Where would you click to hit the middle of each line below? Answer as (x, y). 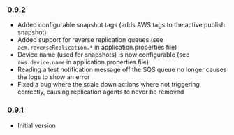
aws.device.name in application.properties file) (83, 62)
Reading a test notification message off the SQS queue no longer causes (122, 70)
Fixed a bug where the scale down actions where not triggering (109, 85)
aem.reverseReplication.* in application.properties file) (97, 48)
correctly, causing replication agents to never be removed (101, 92)
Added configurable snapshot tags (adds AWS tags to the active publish (121, 25)
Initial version (36, 125)
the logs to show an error (53, 77)
